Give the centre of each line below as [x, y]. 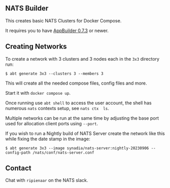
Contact [18, 168]
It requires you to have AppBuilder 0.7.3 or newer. [57, 31]
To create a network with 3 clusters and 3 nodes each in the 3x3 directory [82, 59]
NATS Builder [27, 8]
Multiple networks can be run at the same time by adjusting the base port [82, 118]
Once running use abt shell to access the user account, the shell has [78, 103]
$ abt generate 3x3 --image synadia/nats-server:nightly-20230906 [77, 148]
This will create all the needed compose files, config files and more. [76, 83]
